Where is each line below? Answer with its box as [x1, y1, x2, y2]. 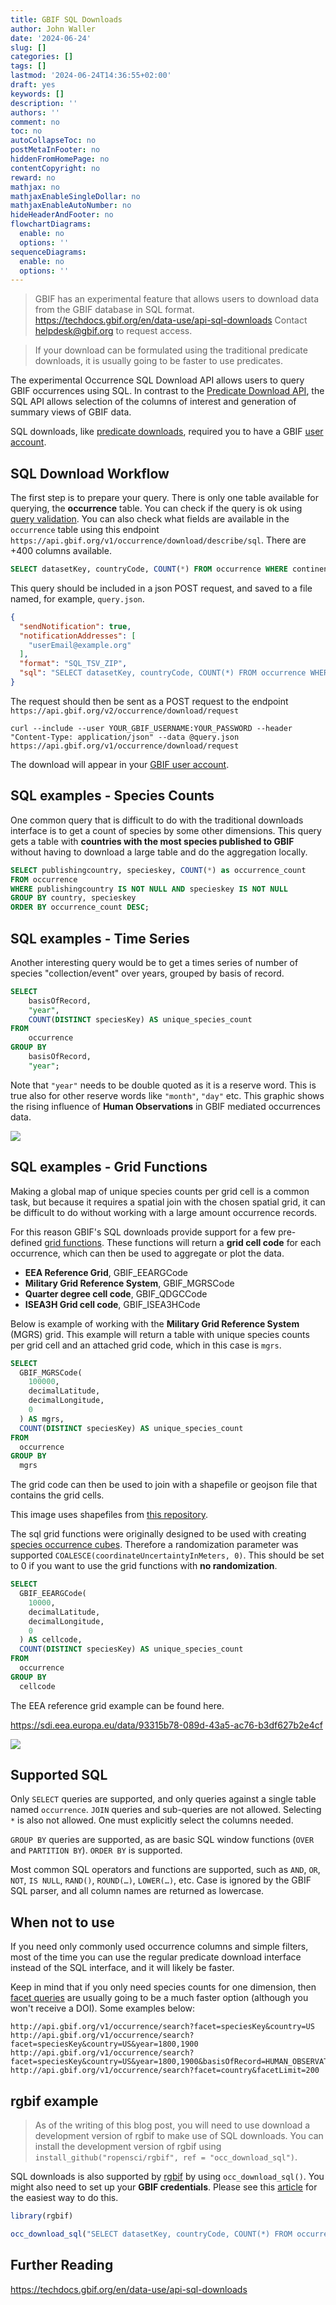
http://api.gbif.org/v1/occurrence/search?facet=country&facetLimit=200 [10, 2066, 320, 2076]
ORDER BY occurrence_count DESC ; [10, 902, 150, 913]
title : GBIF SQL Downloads [10, 14, 123, 25]
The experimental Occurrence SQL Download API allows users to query [10, 374, 305, 386]
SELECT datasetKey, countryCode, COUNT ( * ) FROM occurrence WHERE [10, 564, 288, 575]
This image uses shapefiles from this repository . [10, 1509, 209, 1521]
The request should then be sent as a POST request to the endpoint [10, 695, 289, 707]
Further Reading [10, 2257, 114, 2274]
